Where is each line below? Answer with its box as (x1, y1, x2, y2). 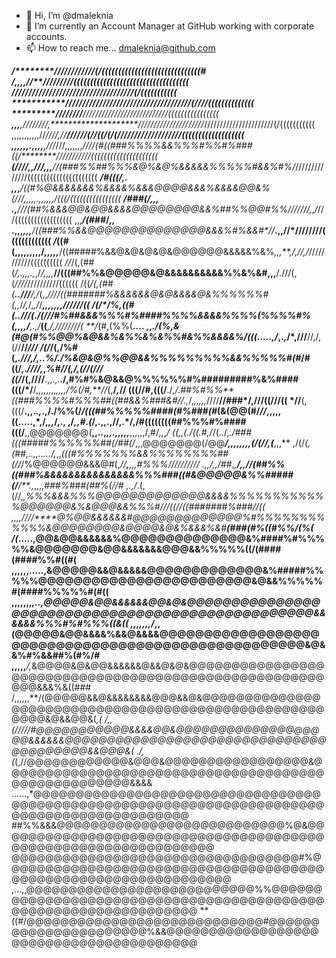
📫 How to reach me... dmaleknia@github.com (25, 42, 216, 54)
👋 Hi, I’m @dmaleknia (25, 10, 114, 21)
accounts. (25, 31, 68, 42)
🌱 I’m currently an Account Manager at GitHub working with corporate (25, 20, 315, 32)
